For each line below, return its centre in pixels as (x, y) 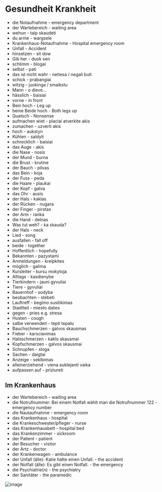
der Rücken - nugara (33, 204)
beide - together (29, 246)
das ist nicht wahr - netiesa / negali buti (52, 74)
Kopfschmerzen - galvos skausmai (47, 344)
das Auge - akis (28, 147)
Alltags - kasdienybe (33, 276)
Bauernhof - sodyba (32, 292)
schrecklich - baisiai (32, 142)
